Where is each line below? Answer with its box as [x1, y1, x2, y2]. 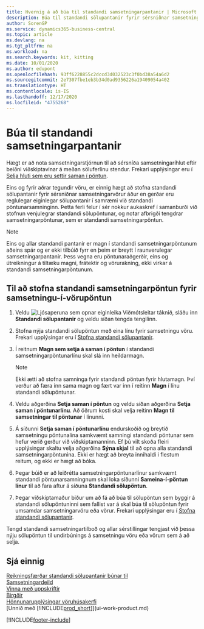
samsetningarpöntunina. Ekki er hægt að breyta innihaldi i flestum [15, 451, 180, 458]
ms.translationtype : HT [6, 83, 67, 89]
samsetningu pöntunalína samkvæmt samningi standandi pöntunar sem [15, 432, 194, 439]
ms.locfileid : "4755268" [6, 99, 69, 105]
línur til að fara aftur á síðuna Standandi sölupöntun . [15, 482, 148, 489]
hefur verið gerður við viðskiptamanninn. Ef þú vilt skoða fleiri [15, 438, 169, 446]
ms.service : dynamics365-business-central [6, 26, 115, 32]
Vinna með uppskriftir [6, 585, 61, 592]
